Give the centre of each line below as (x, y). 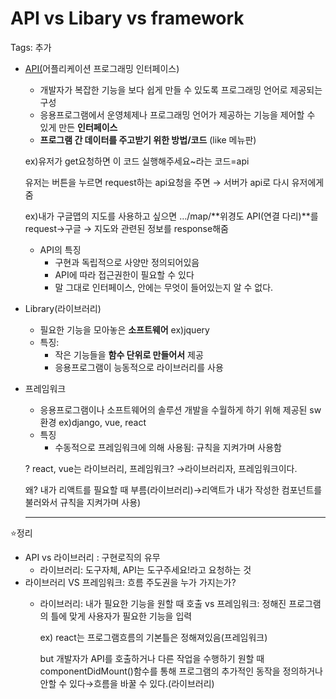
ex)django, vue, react (102, 422)
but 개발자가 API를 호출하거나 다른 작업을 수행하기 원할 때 (152, 658)
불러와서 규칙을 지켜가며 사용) (83, 502)
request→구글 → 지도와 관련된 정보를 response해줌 (126, 228)
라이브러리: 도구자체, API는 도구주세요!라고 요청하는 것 (145, 569)
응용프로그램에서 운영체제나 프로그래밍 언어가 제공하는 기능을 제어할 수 (177, 114)
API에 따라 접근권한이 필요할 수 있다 (124, 274)
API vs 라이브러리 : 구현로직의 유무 (92, 557)
